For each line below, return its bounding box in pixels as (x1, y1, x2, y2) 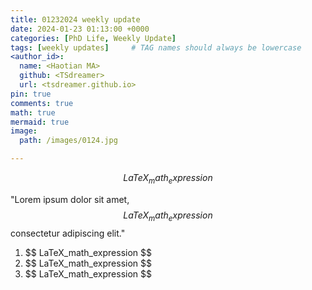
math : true (10, 107, 56, 118)
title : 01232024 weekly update (10, 14, 141, 25)
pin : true (10, 89, 52, 99)
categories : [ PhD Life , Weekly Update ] (10, 33, 177, 43)
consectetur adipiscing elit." (10, 227, 126, 239)
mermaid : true (10, 117, 70, 127)
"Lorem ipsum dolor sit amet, (10, 193, 130, 205)
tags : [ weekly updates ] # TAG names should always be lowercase (10, 42, 302, 53)
